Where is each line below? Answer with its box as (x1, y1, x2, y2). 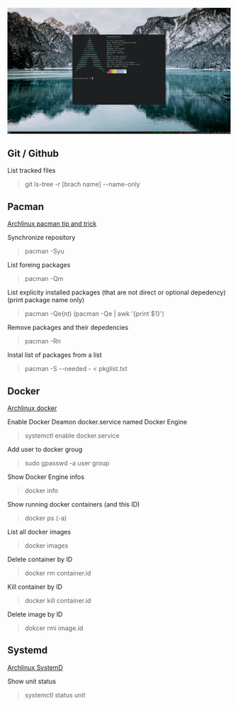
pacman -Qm (24, 275, 64, 283)
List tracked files (7, 166, 56, 175)
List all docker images (7, 527, 72, 536)
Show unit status (7, 677, 57, 685)
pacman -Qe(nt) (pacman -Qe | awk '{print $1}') (24, 309, 165, 318)
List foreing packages (7, 260, 71, 270)
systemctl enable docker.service (24, 431, 120, 440)
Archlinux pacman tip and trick (7, 219, 97, 228)
